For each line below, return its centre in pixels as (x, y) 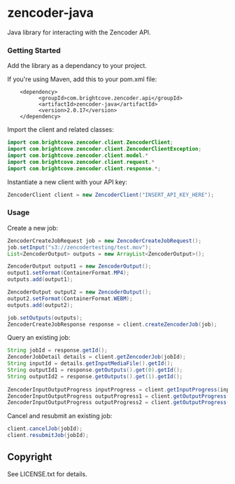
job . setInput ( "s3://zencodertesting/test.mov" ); (79, 247)
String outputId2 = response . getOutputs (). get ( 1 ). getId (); (95, 376)
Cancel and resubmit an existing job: (60, 416)
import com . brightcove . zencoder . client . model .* (78, 155)
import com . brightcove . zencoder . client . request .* (81, 162)
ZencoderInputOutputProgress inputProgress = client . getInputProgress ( (114, 389)
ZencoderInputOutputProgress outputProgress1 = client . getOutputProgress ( (119, 396)
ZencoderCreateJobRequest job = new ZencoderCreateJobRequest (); (104, 241)
